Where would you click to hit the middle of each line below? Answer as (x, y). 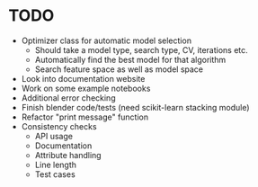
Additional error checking (68, 98)
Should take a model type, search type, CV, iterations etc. (141, 49)
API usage (54, 136)
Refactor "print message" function (85, 117)
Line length (56, 165)
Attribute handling (68, 155)
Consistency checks (59, 126)
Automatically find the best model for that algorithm (130, 59)
